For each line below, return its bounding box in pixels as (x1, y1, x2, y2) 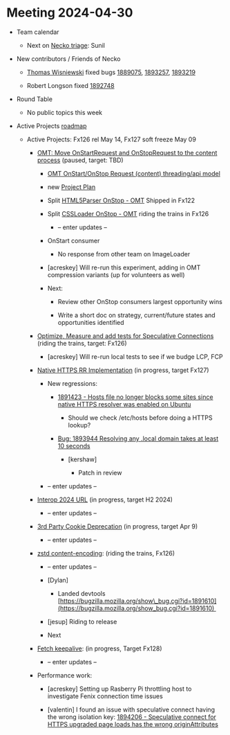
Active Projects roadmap (16, 121, 87, 130)
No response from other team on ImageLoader (57, 249, 191, 258)
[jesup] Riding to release (47, 617, 117, 626)
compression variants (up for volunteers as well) (47, 270, 185, 278)
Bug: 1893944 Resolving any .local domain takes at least (57, 434, 219, 443)
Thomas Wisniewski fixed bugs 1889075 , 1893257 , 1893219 (26, 68, 196, 76)
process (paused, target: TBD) (37, 156, 124, 164)
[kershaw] (68, 455, 97, 463)
